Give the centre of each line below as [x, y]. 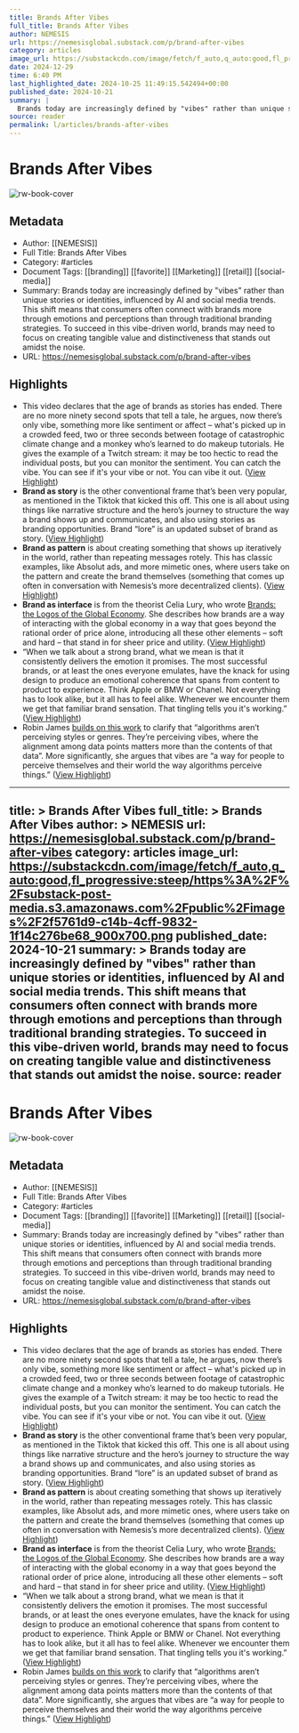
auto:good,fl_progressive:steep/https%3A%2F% [149, 880]
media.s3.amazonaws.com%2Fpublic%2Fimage [147, 908]
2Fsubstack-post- [61, 894]
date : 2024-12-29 [41, 68]
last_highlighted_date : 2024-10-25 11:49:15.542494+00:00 [119, 84]
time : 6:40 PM [36, 76]
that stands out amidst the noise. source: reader [145, 1074]
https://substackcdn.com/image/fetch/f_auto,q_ [147, 866]
